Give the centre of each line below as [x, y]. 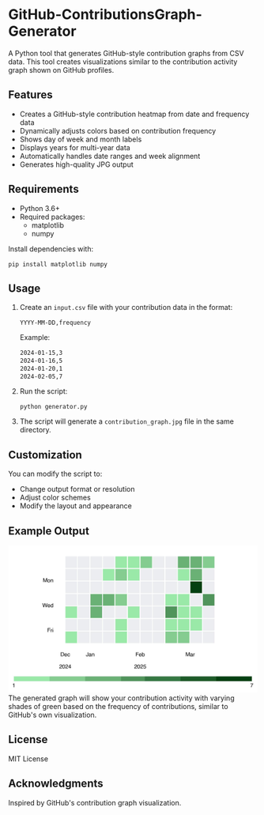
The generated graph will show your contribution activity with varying [121, 698]
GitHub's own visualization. [53, 715]
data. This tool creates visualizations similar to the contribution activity [123, 62]
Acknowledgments [56, 784]
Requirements [43, 189]
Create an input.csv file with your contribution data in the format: [126, 308]
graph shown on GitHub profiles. [61, 70]
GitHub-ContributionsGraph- [106, 15]
